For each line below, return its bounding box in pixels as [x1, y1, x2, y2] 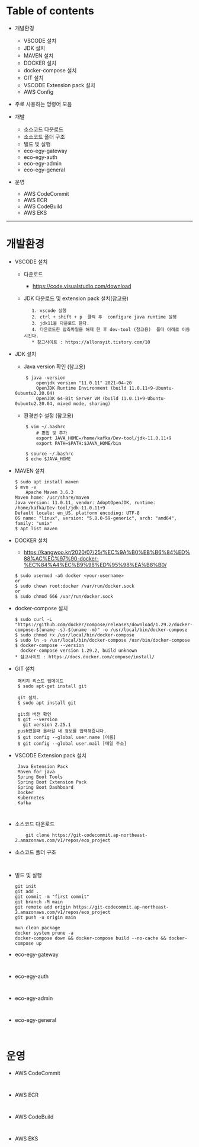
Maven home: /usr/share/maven [14, 494, 90, 501]
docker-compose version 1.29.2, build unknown [20, 648, 137, 654]
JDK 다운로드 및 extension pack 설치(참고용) [23, 295, 129, 302]
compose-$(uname [14, 627, 55, 633]
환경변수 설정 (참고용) [23, 412, 74, 419]
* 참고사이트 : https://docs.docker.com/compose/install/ [14, 654, 155, 659]
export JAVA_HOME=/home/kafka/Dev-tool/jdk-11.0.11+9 [36, 435, 172, 441]
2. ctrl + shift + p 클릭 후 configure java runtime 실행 [31, 314, 177, 320]
